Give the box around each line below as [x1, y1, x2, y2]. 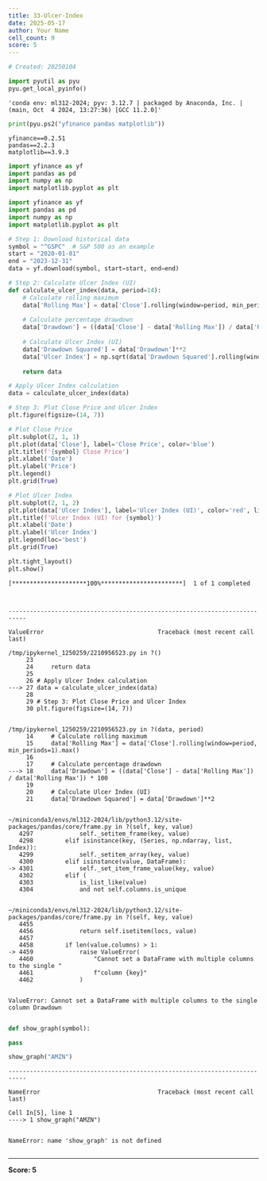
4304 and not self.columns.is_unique [18, 885, 187, 893]
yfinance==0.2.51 [8, 134, 66, 142]
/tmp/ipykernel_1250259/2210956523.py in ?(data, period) [8, 725, 204, 734]
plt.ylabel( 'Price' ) [8, 463, 77, 470]
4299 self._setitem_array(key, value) [18, 850, 191, 858]
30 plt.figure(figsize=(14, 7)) [25, 704, 133, 712]
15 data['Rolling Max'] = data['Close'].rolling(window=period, [25, 739, 258, 747]
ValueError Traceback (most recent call [8, 628, 254, 636]
